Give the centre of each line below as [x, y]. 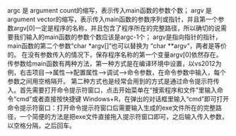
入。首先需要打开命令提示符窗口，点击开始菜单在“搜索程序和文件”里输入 [112, 90]
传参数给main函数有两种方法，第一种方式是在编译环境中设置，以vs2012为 [114, 63]
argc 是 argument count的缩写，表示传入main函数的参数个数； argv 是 [110, 10]
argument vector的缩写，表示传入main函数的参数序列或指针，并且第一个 [113, 19]
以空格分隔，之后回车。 [41, 125]
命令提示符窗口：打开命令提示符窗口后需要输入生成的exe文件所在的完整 [112, 108]
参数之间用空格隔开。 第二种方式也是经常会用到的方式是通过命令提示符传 [113, 81]
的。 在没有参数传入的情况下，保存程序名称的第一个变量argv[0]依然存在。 [115, 55]
